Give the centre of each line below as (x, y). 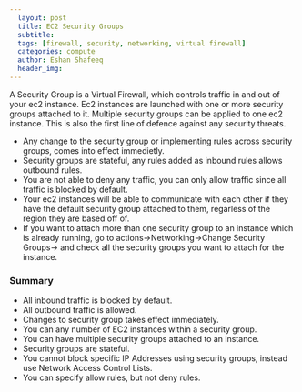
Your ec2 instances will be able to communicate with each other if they (156, 199)
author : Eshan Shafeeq (60, 60)
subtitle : (36, 35)
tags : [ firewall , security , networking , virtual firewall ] (132, 43)
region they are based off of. (76, 218)
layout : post (42, 18)
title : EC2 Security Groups (71, 26)
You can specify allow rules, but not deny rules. (111, 377)
